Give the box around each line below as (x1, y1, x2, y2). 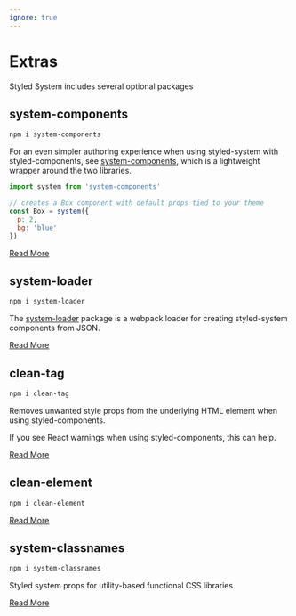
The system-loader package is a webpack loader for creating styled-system (9, 313, 288, 324)
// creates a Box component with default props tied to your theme (9, 199, 265, 207)
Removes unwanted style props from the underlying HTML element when (9, 405, 278, 416)
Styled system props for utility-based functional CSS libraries (9, 580, 234, 591)
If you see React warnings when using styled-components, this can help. (9, 432, 276, 442)
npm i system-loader (9, 297, 86, 306)
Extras (9, 51, 58, 71)
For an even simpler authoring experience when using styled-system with (9, 146, 279, 157)
